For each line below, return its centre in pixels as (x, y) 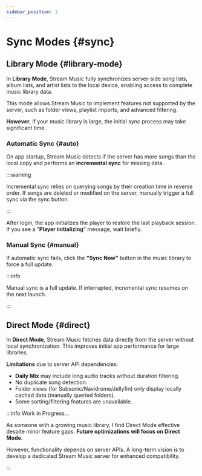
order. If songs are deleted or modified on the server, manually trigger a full (100, 193)
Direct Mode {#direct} (48, 325)
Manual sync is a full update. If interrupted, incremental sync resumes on (97, 288)
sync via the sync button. (38, 199)
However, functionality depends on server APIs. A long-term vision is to (95, 450)
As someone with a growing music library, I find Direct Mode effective (93, 425)
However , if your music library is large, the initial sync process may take (96, 121)
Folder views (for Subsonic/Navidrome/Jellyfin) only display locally (98, 389)
